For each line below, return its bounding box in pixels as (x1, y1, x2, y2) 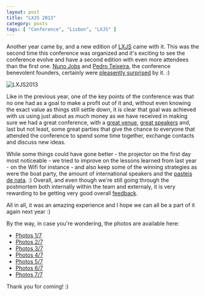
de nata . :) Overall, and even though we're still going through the (6, 176, 169, 184)
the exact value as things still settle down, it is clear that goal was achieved (6, 106, 196, 114)
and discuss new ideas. (6, 139, 66, 146)
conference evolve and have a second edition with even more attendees (6, 56, 189, 63)
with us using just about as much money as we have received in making (6, 112, 188, 120)
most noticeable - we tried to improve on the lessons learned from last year (6, 157, 197, 165)
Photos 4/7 (15, 251, 44, 259)
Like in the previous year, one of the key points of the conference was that (6, 93, 195, 100)
